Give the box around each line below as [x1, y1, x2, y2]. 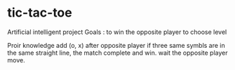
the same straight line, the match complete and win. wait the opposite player [7, 49, 228, 57]
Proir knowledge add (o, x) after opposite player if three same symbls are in [7, 41, 226, 49]
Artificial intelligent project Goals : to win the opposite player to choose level [7, 28, 227, 36]
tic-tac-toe [7, 5, 72, 21]
